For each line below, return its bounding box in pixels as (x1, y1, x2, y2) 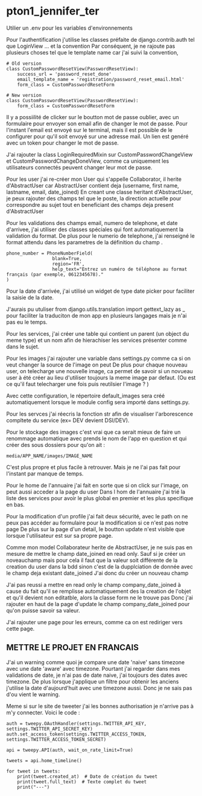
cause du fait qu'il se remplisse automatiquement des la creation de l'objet (6, 587, 191, 595)
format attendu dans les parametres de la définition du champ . (6, 238, 163, 246)
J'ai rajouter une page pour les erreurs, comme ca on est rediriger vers (6, 618, 183, 625)
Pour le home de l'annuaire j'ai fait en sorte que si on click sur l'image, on (6, 481, 189, 489)
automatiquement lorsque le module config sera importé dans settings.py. (6, 398, 190, 406)
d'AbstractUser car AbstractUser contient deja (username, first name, (6, 181, 179, 189)
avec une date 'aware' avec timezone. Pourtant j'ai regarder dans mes (6, 665, 180, 672)
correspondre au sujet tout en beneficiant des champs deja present (6, 201, 174, 208)
